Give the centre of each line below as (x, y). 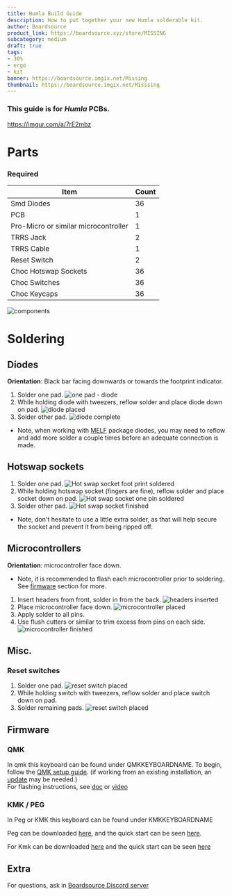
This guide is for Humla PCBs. (58, 109)
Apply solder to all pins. (51, 614)
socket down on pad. (47, 498)
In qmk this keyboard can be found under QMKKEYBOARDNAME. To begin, (115, 765)
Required (23, 174)
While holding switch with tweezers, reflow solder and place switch (114, 693)
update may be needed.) (42, 779)
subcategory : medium (37, 40)
